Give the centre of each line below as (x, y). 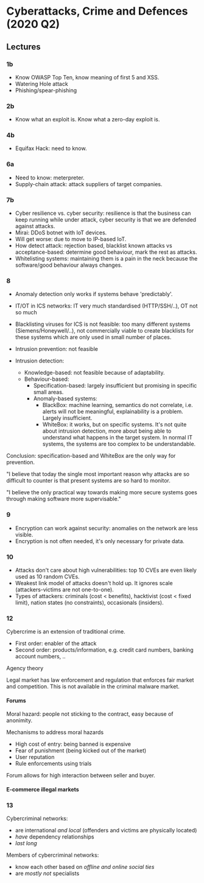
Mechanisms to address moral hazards (55, 732)
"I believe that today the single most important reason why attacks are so (98, 474)
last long (26, 843)
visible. (24, 535)
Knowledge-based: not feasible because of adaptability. (95, 373)
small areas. (48, 392)
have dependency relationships (55, 837)
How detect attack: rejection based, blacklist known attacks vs (93, 246)
